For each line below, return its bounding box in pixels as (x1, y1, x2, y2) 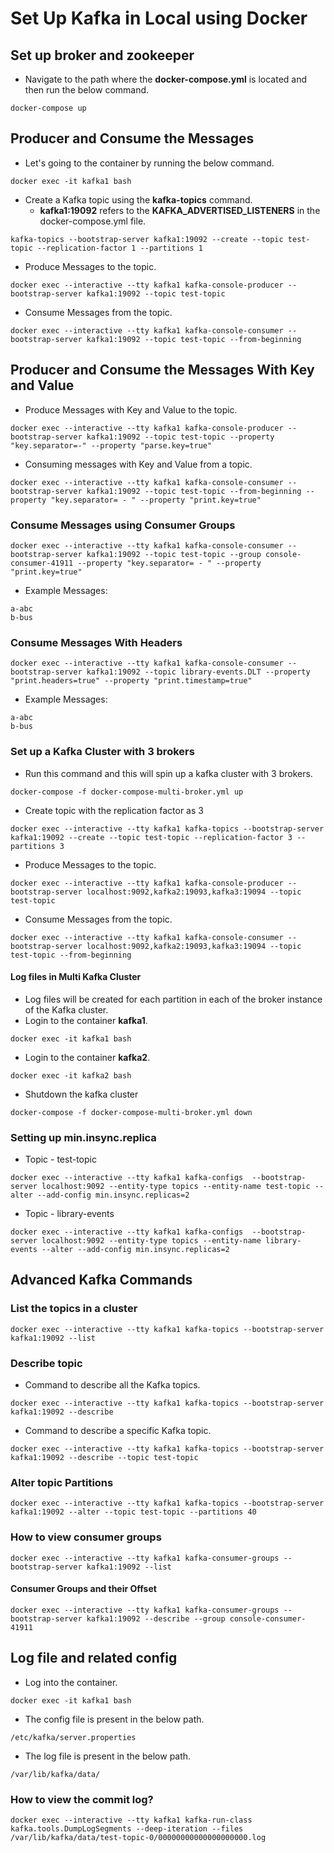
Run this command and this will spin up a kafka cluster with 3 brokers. (24, 767, 313, 779)
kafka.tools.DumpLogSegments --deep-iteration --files (10, 1823, 244, 1834)
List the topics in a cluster (10, 1302, 138, 1316)
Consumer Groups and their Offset (10, 1583, 157, 1595)
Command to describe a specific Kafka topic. (24, 1425, 212, 1436)
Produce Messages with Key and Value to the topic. (24, 403, 238, 416)
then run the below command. (24, 84, 150, 96)
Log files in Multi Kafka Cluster (10, 971, 142, 983)
